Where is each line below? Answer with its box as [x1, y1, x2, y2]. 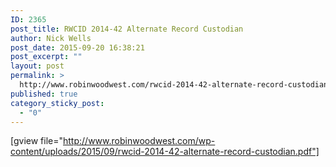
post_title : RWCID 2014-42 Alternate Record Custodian [10, 24, 244, 34]
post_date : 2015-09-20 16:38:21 [10, 42, 145, 53]
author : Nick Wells [10, 33, 92, 43]
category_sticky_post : [10, 98, 105, 108]
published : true [10, 89, 78, 99]
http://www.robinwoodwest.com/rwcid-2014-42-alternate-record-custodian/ [19, 80, 333, 90]
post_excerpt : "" [10, 52, 83, 62]
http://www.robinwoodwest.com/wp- [63, 135, 216, 147]
